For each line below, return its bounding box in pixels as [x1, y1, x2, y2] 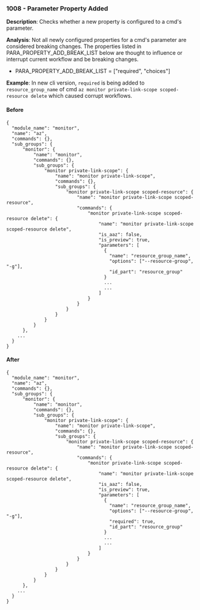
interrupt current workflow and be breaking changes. [6, 56, 139, 63]
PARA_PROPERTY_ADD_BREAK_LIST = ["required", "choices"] [15, 68, 171, 75]
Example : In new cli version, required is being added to [6, 79, 145, 86]
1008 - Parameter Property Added [6, 4, 108, 13]
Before [6, 106, 24, 113]
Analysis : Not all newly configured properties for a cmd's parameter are [6, 36, 187, 44]
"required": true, [109, 518, 156, 524]
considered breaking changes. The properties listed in [6, 43, 142, 50]
